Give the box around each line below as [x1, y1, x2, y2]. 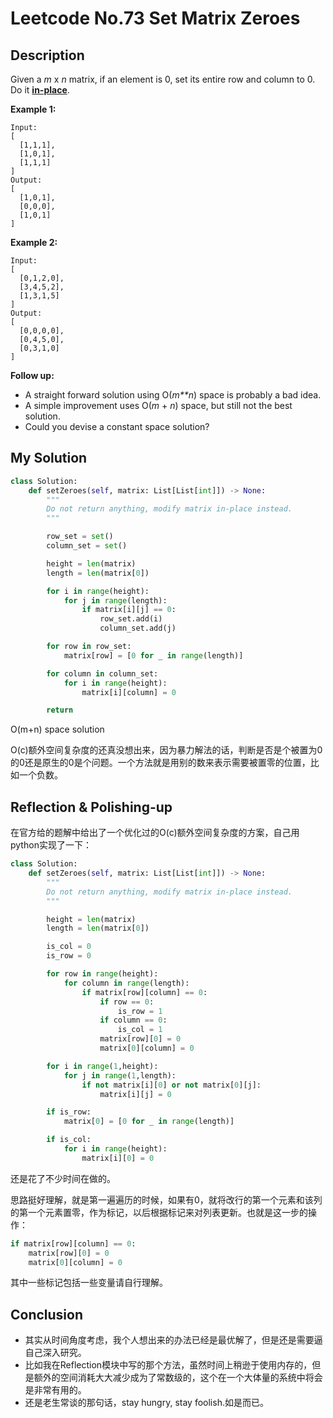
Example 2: [10, 237, 58, 248]
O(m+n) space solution [10, 723, 105, 736]
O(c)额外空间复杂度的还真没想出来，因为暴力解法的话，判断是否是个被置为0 [10, 744, 323, 756]
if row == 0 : [99, 997, 155, 1007]
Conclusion [10, 1306, 84, 1323]
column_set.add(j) [99, 623, 177, 634]
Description [10, 47, 85, 64]
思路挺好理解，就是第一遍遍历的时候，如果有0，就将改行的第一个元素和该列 [10, 1193, 323, 1206]
